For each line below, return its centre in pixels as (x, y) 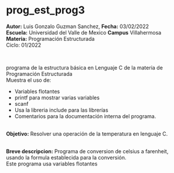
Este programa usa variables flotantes (52, 164)
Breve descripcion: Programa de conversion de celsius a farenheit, (87, 151)
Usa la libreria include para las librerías (61, 110)
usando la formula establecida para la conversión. (66, 157)
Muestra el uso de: (29, 80)
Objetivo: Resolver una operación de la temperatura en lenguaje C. (87, 134)
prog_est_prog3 (45, 10)
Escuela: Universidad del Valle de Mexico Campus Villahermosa (84, 32)
